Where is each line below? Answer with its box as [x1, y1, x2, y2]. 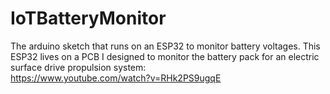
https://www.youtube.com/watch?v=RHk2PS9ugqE [10, 72, 222, 84]
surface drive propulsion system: [10, 61, 147, 73]
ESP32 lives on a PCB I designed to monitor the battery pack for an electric [10, 50, 320, 62]
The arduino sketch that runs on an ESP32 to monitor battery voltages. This [10, 40, 321, 52]
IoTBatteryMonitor [10, 7, 167, 30]
